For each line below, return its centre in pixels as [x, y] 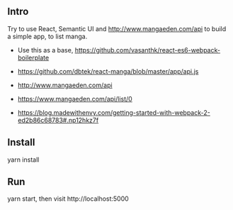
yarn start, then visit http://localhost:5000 [68, 199]
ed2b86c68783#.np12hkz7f [58, 120]
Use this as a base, [45, 50]
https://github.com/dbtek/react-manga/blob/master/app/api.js [108, 71]
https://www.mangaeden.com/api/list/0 [75, 99]
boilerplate [33, 57]
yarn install [23, 160]
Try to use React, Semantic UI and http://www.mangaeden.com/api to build [117, 28]
